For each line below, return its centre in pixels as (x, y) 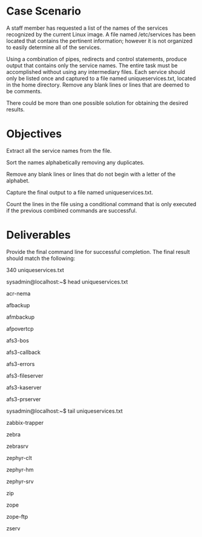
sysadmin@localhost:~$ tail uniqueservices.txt (64, 411)
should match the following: (41, 258)
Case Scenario (44, 11)
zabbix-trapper (25, 422)
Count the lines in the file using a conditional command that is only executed (101, 204)
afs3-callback (24, 352)
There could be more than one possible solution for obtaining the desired (97, 103)
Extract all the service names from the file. (59, 150)
